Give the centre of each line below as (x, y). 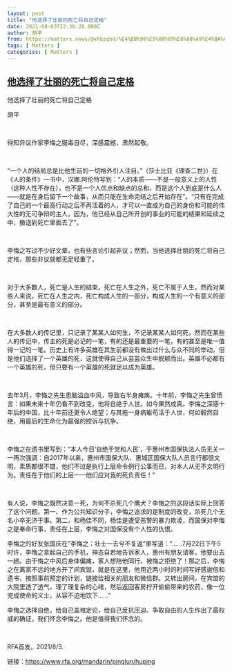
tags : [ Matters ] (33, 46)
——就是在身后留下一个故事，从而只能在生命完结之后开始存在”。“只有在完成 (116, 196)
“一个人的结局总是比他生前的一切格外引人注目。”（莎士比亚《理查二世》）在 (113, 171)
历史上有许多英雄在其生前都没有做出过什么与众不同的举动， (134, 349)
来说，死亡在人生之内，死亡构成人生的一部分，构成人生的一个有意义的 (119, 296)
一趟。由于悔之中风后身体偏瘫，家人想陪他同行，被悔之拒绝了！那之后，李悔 (116, 561)
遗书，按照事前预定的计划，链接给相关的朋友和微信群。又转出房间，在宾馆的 (116, 578)
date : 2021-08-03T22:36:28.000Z (54, 26)
